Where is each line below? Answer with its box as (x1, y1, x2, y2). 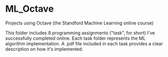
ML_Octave (5, 3, 54, 15)
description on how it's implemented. (5, 46, 83, 52)
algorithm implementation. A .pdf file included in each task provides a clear (5, 40, 163, 46)
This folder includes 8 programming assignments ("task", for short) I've (5, 30, 155, 36)
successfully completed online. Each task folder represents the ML (5, 35, 146, 41)
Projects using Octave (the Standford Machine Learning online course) (5, 20, 154, 26)
